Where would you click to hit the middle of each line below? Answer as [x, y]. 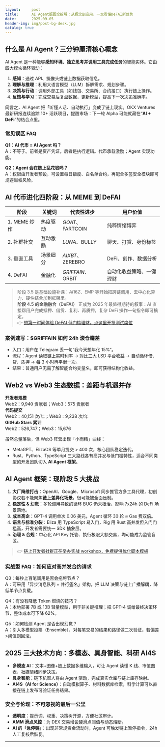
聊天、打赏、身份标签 [131, 242]
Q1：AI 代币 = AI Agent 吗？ [33, 145]
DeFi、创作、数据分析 [132, 259]
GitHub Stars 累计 [23, 423]
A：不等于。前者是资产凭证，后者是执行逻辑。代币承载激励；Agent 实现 [78, 151]
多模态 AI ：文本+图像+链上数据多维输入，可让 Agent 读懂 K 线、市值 [82, 666]
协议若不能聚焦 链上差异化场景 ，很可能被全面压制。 [64, 497]
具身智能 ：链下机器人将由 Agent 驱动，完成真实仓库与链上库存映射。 [82, 678]
